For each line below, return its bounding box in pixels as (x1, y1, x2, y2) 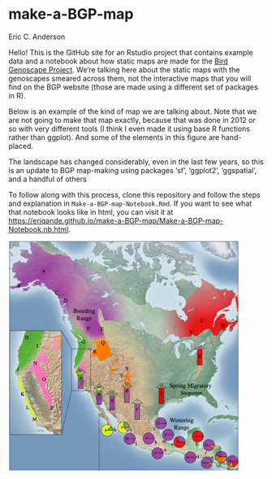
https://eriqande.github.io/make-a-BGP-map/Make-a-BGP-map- (8, 216, 224, 225)
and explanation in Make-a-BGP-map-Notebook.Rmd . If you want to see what (8, 198, 253, 208)
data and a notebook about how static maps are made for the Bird (8, 56, 229, 66)
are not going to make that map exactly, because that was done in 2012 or (8, 115, 256, 124)
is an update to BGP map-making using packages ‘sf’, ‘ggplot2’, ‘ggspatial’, (8, 165, 257, 175)
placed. (8, 141, 34, 150)
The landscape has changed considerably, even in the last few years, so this (8, 156, 264, 167)
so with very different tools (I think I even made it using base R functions (8, 124, 250, 133)
